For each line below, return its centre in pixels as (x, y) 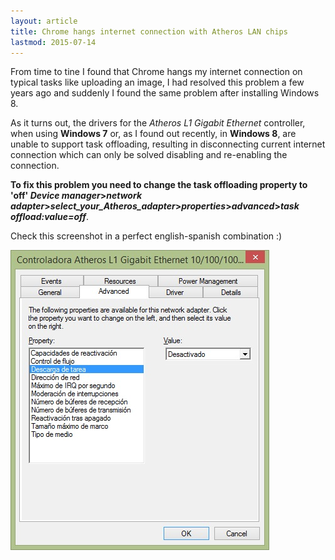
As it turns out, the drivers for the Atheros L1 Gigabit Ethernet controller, (158, 123)
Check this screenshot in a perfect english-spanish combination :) (146, 236)
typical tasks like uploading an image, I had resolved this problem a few (157, 82)
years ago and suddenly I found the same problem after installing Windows (165, 93)
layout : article (44, 21)
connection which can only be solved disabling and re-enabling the (149, 155)
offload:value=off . (49, 217)
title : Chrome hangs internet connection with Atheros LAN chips (149, 31)
